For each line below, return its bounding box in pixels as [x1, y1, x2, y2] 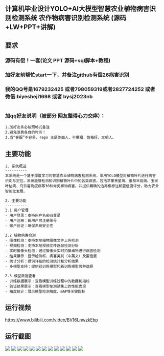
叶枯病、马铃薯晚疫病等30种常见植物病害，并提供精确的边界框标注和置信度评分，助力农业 [5, 183, 159, 188]
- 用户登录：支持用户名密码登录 [5, 213, 61, 218]
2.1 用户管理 [5, 207, 29, 213]
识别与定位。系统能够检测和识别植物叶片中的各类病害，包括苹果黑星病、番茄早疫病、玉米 [5, 178, 158, 183]
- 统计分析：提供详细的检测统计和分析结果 [5, 259, 79, 264]
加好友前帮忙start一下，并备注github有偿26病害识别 [5, 71, 129, 78]
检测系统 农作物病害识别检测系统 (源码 [11, 14, 126, 22]
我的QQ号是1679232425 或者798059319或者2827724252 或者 [5, 86, 156, 92]
